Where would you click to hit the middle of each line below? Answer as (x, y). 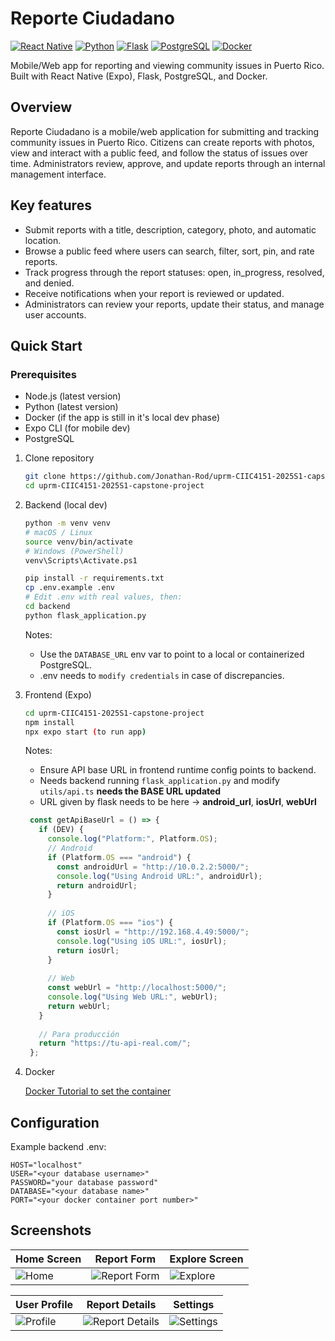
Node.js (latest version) (73, 396)
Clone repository (59, 458)
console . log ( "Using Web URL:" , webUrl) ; (132, 997)
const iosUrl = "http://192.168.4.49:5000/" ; (153, 932)
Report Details (121, 1304)
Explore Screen (206, 1259)
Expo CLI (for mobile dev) (77, 428)
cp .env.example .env (69, 588)
